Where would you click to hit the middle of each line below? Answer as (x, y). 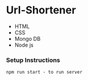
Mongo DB (28, 39)
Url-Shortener (41, 10)
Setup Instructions (33, 60)
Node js (24, 45)
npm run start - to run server (44, 72)
